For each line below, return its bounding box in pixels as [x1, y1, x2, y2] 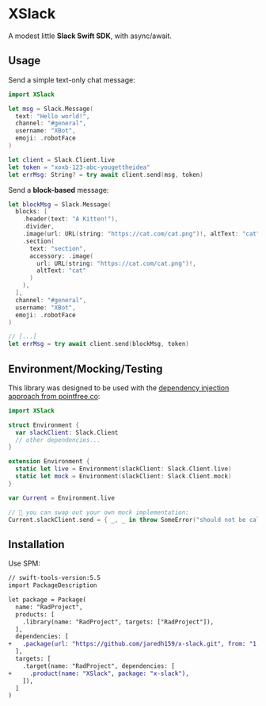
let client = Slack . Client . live [8, 155, 115, 163]
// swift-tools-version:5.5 [8, 574, 101, 582]
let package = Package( [8, 596, 87, 604]
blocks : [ [15, 208, 47, 216]
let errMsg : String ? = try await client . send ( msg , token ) [8, 171, 203, 178]
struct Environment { [8, 421, 80, 429]
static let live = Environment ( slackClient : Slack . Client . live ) [15, 465, 232, 473]
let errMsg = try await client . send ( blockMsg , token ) [8, 340, 190, 348]
